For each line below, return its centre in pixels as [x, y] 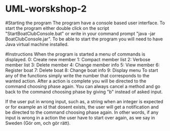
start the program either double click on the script [57, 28]
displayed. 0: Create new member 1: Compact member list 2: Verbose [78, 59]
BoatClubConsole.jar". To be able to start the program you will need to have [84, 39]
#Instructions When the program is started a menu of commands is [75, 54]
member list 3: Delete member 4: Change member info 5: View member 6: [82, 65]
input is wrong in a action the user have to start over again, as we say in [80, 117]
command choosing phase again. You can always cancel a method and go [83, 86]
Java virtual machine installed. [37, 44]
